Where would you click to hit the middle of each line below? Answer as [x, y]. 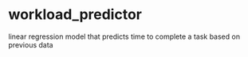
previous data [31, 44]
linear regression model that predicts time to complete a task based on [124, 36]
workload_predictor [75, 15]
